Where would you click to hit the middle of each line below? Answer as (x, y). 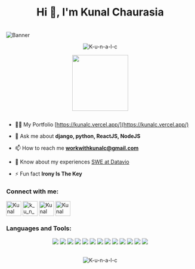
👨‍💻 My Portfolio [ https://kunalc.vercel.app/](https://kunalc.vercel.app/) (102, 124)
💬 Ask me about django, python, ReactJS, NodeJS (78, 136)
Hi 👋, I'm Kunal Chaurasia (100, 12)
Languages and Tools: (39, 228)
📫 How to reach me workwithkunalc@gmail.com (77, 148)
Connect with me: (32, 191)
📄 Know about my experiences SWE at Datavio (72, 162)
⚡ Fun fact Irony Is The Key (48, 174)
